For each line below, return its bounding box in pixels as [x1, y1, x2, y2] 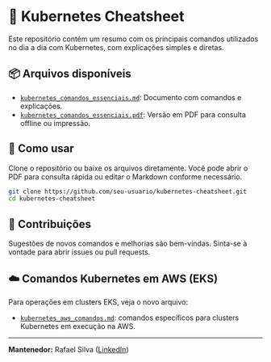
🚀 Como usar [8, 141, 74, 156]
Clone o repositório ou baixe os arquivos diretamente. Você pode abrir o [8, 163, 248, 173]
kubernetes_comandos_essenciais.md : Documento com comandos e [19, 92, 242, 102]
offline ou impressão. [19, 118, 91, 128]
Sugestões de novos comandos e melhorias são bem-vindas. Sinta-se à [8, 238, 248, 249]
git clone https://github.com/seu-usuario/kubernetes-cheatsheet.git [8, 187, 248, 196]
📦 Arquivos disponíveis [8, 67, 131, 81]
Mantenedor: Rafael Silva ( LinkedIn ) [8, 344, 129, 354]
